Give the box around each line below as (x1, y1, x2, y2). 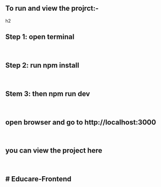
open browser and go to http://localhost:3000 (5, 118, 156, 127)
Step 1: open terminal (5, 33, 75, 41)
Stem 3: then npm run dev (5, 89, 90, 98)
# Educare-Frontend (5, 175, 72, 183)
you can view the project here (5, 146, 103, 155)
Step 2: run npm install (5, 61, 80, 70)
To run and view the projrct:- (5, 4, 99, 13)
